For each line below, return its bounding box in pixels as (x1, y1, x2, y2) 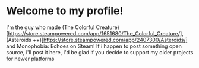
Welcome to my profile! (6, 4, 124, 18)
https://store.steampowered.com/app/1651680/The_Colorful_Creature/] (8, 30, 182, 37)
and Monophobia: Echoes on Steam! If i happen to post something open (6, 43, 182, 50)
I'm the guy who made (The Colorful (6, 24, 95, 31)
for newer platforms (6, 55, 55, 62)
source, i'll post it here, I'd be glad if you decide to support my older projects (6, 48, 194, 56)
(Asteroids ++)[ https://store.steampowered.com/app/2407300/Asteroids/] (6, 36, 188, 43)
